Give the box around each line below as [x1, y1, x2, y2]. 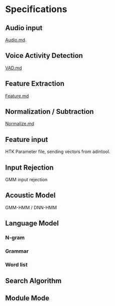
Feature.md [5, 93, 29, 99]
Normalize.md [5, 121, 34, 127]
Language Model [5, 219, 59, 227]
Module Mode [5, 293, 50, 302]
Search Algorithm [5, 277, 62, 285]
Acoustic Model [5, 191, 56, 200]
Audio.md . [5, 37, 27, 43]
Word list [5, 261, 28, 268]
